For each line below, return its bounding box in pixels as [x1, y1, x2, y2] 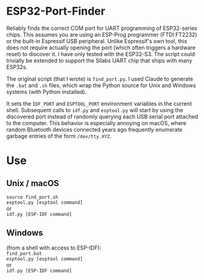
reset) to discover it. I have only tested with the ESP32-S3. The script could [6, 50, 195, 57]
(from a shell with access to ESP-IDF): [6, 244, 102, 251]
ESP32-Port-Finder [6, 4, 105, 18]
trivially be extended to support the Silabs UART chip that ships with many [6, 57, 193, 64]
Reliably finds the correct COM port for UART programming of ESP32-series [6, 24, 198, 32]
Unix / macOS [6, 178, 60, 188]
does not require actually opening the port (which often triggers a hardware [6, 44, 196, 51]
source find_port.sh [6, 194, 59, 200]
